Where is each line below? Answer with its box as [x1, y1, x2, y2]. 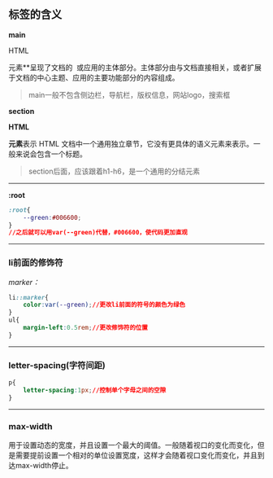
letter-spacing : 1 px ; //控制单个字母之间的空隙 [23, 386, 167, 395]
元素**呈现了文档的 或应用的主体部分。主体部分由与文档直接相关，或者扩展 [8, 62, 262, 72]
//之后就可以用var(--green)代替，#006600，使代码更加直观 [8, 229, 188, 237]
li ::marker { [8, 293, 49, 301]
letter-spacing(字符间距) [8, 359, 106, 371]
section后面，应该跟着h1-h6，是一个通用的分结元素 [28, 166, 201, 176]
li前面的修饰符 [8, 257, 63, 269]
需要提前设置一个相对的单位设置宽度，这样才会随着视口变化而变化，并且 [15, 450, 258, 460]
